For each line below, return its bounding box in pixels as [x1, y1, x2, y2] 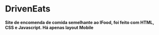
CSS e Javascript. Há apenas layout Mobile [5, 24, 94, 30]
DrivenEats [5, 3, 51, 14]
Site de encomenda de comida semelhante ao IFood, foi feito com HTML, [5, 19, 155, 25]
